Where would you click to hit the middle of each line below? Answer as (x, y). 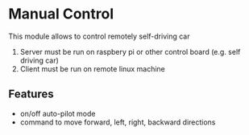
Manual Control (61, 14)
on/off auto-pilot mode (58, 113)
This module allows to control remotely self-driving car (99, 36)
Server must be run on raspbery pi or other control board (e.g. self (130, 51)
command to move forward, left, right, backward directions (118, 122)
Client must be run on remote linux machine (92, 68)
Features (31, 94)
